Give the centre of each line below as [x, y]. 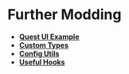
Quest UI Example [49, 37]
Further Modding [64, 15]
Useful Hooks [42, 62]
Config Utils [39, 53]
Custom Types [44, 45]
